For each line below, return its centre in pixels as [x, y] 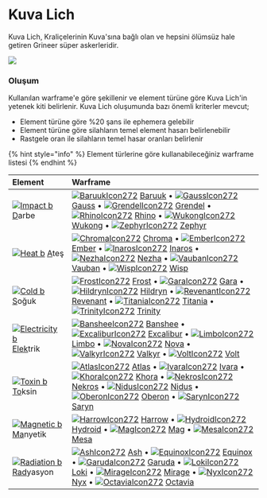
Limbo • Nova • [131, 344]
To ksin [25, 391]
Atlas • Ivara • [188, 367]
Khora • [150, 377]
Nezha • [153, 259]
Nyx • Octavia [133, 482]
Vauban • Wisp [130, 268]
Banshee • [165, 324]
